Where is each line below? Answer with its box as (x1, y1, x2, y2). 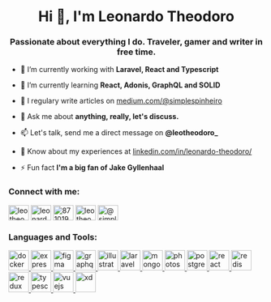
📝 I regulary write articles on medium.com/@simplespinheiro (19, 96, 223, 106)
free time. (116, 46, 157, 57)
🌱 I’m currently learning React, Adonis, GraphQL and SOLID (19, 80, 221, 90)
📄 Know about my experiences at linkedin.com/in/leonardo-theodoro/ (19, 147, 252, 156)
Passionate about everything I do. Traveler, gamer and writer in (9, 36, 264, 48)
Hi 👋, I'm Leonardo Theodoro (37, 7, 235, 26)
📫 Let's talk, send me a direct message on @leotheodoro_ (19, 128, 218, 138)
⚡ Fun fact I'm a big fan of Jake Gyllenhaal (19, 163, 165, 172)
